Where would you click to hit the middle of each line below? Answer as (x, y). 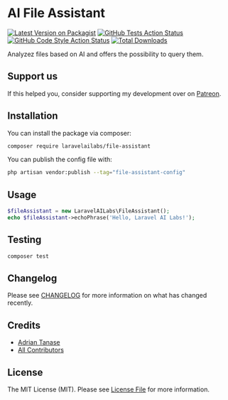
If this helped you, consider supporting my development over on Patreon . (114, 93)
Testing (25, 240)
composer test (28, 256)
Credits (24, 325)
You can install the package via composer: (69, 133)
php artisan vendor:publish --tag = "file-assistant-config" (97, 173)
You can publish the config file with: (60, 160)
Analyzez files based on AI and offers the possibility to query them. (105, 54)
